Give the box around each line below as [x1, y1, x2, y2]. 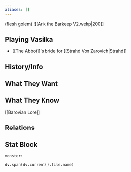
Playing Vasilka [5, 35, 53, 43]
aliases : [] [5, 7, 30, 12]
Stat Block [5, 140, 38, 149]
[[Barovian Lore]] [5, 109, 40, 115]
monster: [5, 154, 23, 159]
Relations [5, 124, 35, 132]
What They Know [5, 96, 60, 104]
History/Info [5, 62, 43, 71]
